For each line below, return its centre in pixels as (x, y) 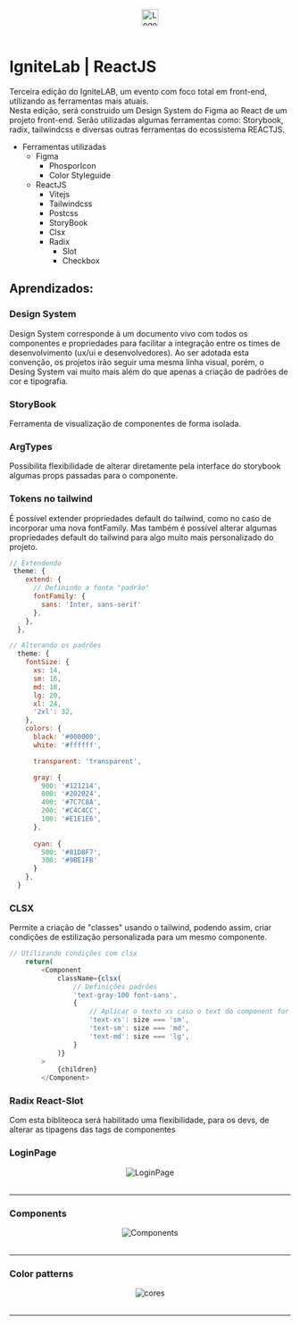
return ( (39, 962)
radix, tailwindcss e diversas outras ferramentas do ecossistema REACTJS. (147, 129)
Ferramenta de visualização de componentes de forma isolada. (125, 423)
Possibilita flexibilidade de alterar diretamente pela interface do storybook (145, 466)
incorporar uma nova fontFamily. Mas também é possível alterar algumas (143, 528)
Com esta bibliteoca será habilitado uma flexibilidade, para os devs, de (139, 1121)
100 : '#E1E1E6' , (71, 819)
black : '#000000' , (67, 737)
